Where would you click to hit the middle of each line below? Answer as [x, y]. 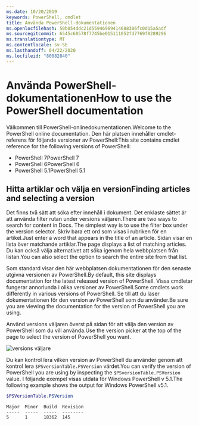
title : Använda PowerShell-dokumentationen [61, 23]
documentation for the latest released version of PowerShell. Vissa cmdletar [99, 281]
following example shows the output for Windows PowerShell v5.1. [87, 385]
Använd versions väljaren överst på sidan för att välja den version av [90, 324]
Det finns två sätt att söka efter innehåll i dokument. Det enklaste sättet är [96, 212]
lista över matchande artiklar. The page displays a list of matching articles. [96, 244]
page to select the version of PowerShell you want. [69, 337]
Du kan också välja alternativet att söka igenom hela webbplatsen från [92, 251]
